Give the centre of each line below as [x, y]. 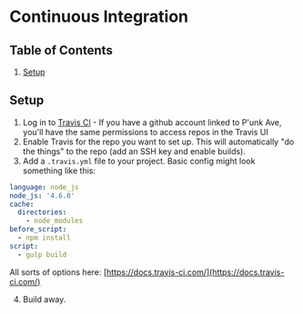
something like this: [59, 171]
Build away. [44, 299]
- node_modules [55, 221]
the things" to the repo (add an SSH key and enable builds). [134, 151]
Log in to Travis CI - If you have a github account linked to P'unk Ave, [152, 122]
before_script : [38, 230]
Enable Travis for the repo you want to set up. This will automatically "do [158, 142]
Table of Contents [61, 50]
